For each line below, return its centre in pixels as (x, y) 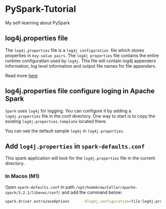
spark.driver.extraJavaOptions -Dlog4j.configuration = (68, 201)
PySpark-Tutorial (41, 9)
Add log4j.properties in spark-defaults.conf (75, 146)
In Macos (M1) (22, 176)
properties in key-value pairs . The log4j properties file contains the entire (82, 55)
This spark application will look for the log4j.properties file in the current (80, 158)
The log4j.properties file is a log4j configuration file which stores (75, 50)
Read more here (21, 76)
